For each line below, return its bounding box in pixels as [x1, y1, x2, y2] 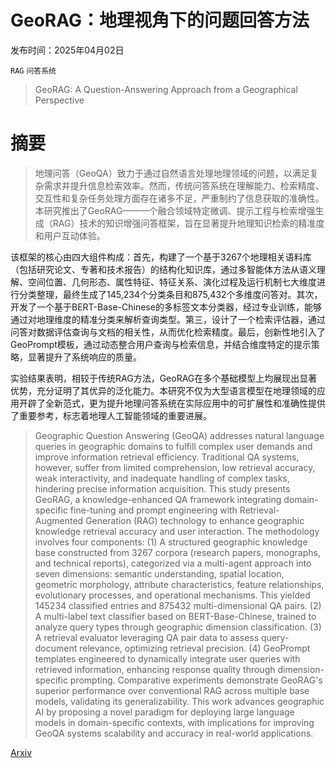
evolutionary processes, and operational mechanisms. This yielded [34, 589, 311, 601]
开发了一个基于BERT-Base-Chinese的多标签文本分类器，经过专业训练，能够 [10, 301, 322, 313]
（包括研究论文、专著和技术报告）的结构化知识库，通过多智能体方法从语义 [10, 263, 317, 275]
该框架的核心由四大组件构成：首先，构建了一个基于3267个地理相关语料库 [10, 251, 312, 263]
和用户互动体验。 [34, 229, 106, 241]
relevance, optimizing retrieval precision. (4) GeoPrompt [79, 642, 311, 654]
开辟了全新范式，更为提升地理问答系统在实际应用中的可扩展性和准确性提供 [18, 397, 326, 409]
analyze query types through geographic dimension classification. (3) [34, 621, 322, 633]
